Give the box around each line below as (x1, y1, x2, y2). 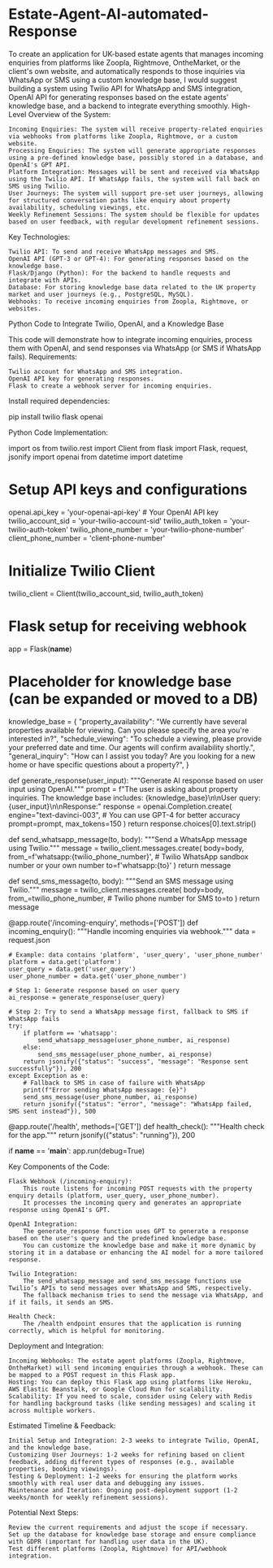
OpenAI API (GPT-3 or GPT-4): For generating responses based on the (8, 254, 249, 263)
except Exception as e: (8, 1071, 89, 1079)
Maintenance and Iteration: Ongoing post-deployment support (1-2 (8, 1486, 238, 1494)
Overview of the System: (28, 109, 111, 119)
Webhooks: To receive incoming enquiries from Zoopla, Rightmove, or (8, 298, 249, 306)
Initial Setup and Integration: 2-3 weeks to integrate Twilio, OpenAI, (8, 1436, 260, 1444)
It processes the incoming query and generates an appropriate (23, 1198, 242, 1207)
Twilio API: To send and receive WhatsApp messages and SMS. (8, 247, 220, 256)
